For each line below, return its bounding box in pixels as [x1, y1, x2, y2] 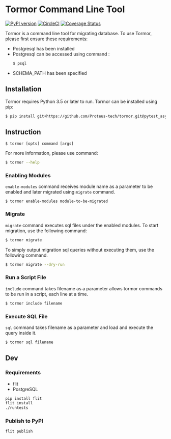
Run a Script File [5, 274, 47, 281]
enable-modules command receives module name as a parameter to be [5, 183, 153, 189]
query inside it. [5, 330, 37, 336]
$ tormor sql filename [5, 340, 53, 345]
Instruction [5, 127, 41, 136]
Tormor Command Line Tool [5, 4, 125, 15]
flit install [5, 401, 33, 406]
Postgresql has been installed [12, 45, 75, 51]
